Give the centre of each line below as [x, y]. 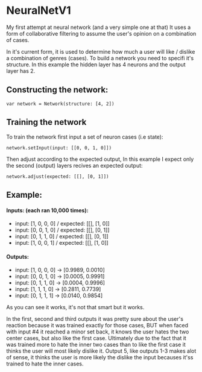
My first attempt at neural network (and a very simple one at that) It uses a [99, 27]
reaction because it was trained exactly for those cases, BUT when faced [97, 326]
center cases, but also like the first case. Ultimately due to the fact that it [96, 338]
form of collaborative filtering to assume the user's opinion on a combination [101, 33]
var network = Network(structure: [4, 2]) [60, 104]
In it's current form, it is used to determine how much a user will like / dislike [101, 51]
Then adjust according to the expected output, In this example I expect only [100, 159]
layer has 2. [21, 71]
